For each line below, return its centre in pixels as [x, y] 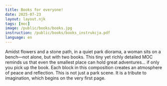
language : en [19, 38]
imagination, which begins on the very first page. [55, 78]
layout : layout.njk [25, 19]
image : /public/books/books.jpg [39, 28]
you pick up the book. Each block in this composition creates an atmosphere [84, 67]
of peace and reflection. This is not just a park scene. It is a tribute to [76, 73]
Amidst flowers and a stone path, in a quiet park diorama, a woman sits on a [83, 51]
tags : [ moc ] [17, 24]
